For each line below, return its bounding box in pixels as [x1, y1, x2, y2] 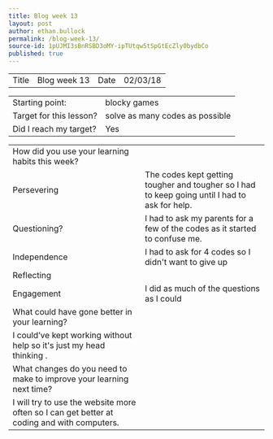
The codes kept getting [145, 169, 234, 180]
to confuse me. [145, 233, 202, 244]
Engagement [12, 288, 62, 299]
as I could [145, 293, 182, 304]
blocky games [105, 97, 159, 108]
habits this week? [12, 156, 79, 167]
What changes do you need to [12, 363, 128, 374]
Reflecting [12, 270, 52, 280]
